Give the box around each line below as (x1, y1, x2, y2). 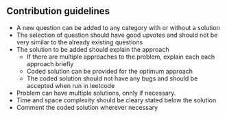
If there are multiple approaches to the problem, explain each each (26, 53, 215, 61)
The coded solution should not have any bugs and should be (26, 74, 198, 83)
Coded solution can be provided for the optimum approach (26, 67, 193, 75)
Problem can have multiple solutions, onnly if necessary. (16, 89, 176, 97)
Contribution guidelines (6, 5, 110, 17)
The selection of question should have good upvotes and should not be (16, 31, 218, 39)
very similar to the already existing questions (16, 38, 143, 46)
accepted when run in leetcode (26, 81, 115, 89)
